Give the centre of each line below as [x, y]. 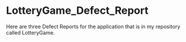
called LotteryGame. [31, 32]
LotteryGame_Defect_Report [77, 11]
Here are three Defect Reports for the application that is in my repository [93, 26]
